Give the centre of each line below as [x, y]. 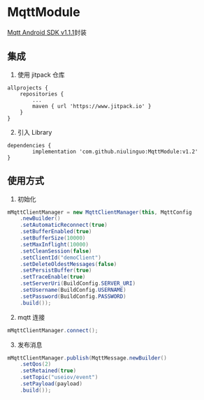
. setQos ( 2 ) [36, 364]
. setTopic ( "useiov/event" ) [59, 378]
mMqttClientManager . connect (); [53, 330]
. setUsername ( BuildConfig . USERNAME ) [73, 290]
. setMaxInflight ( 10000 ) [54, 244]
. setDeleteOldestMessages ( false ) [68, 264]
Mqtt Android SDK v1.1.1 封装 [47, 32]
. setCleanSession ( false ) [56, 251]
